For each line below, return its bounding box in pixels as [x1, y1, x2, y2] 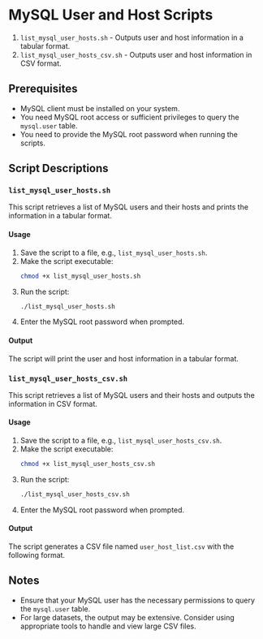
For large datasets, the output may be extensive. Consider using [19, 612, 235, 622]
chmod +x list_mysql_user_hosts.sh [19, 272, 141, 280]
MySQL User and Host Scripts [8, 6, 213, 24]
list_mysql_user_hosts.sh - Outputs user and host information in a [19, 32, 244, 42]
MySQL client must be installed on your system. [19, 103, 180, 113]
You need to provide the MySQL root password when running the [19, 129, 238, 139]
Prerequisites [8, 82, 78, 96]
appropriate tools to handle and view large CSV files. [19, 621, 196, 631]
